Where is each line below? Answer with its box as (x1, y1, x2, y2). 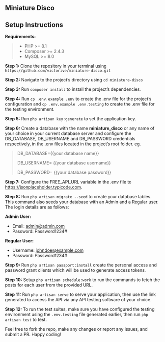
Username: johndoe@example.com (12, 247, 84, 253)
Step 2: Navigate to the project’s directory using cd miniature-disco (5, 77, 143, 83)
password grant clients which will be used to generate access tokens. (5, 267, 146, 273)
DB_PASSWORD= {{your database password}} (17, 169, 111, 176)
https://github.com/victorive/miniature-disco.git (5, 68, 111, 73)
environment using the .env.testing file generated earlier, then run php (5, 312, 148, 317)
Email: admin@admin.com (12, 223, 65, 229)
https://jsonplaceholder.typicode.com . (5, 184, 82, 190)
